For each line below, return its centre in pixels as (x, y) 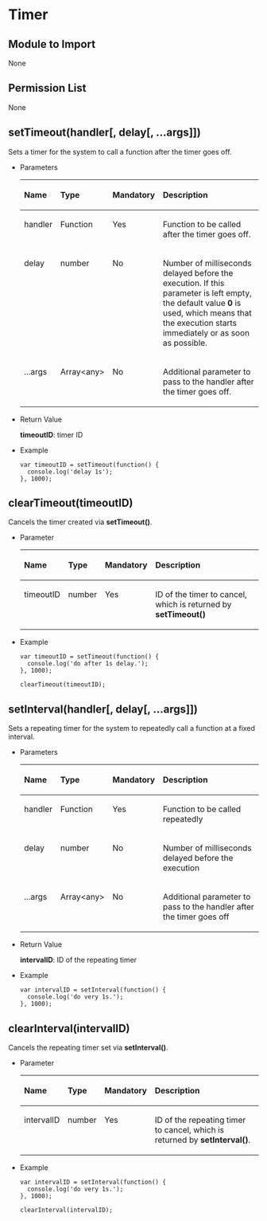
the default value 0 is (202, 303)
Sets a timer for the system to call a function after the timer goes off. (120, 151)
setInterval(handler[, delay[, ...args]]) (103, 709)
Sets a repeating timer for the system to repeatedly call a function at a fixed (132, 728)
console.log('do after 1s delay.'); (88, 664)
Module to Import (52, 44)
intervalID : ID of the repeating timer (78, 960)
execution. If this (193, 283)
